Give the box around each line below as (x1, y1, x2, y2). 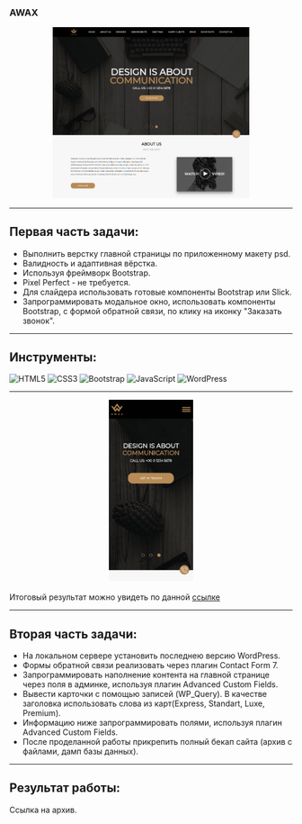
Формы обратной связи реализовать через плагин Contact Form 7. (22, 660, 279, 670)
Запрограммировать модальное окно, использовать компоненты (22, 295, 276, 307)
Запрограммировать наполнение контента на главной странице (22, 669, 270, 680)
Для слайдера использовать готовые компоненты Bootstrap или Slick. (22, 286, 292, 297)
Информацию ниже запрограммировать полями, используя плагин (22, 718, 283, 728)
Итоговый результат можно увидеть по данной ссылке (9, 592, 221, 602)
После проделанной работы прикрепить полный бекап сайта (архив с (22, 737, 293, 747)
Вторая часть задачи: (9, 626, 138, 641)
